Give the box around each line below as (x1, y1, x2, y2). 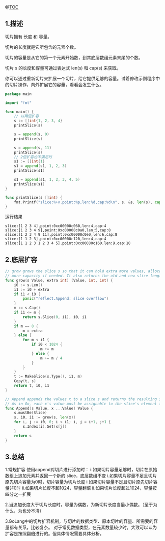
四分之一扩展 (5, 491, 31, 497)
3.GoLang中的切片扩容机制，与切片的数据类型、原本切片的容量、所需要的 (5, 518, 154, 524)
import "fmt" (5, 100, 32, 105)
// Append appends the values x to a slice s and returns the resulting (5, 396, 157, 402)
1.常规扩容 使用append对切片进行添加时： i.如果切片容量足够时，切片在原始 (5, 467, 158, 473)
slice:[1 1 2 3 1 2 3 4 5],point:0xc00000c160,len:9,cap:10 (5, 241, 131, 246)
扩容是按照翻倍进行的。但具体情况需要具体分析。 (5, 531, 104, 537)
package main (5, 91, 32, 96)
